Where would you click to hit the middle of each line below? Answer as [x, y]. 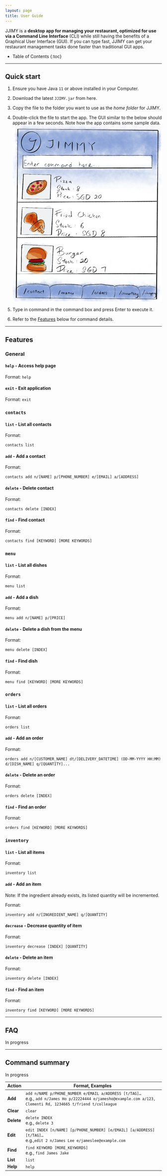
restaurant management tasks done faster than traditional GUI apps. [75, 46]
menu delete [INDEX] [27, 650]
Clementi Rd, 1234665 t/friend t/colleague [71, 1104]
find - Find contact [25, 520]
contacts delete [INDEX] [31, 509]
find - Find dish [21, 661]
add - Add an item [23, 884]
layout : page [19, 10]
